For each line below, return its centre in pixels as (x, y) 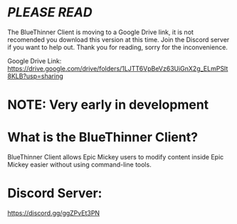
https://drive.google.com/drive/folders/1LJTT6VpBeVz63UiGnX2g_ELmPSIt (118, 68)
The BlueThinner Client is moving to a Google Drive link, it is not (101, 32)
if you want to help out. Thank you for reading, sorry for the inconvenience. (117, 47)
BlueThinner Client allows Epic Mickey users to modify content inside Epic (116, 157)
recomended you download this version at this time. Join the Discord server (118, 39)
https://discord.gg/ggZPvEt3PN (54, 213)
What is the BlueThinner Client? (102, 138)
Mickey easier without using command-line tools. (79, 165)
